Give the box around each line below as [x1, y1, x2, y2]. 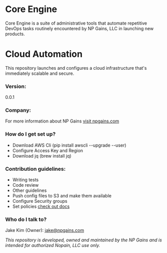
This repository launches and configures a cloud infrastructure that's [5, 65, 147, 71]
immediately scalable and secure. [5, 70, 74, 76]
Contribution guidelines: [5, 165, 66, 172]
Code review [12, 182, 39, 188]
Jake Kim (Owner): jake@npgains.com [5, 227, 84, 233]
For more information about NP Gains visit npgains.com [5, 118, 119, 124]
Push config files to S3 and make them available [12, 193, 111, 199]
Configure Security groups [12, 198, 67, 204]
